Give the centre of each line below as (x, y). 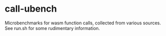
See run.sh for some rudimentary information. (52, 28)
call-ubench (31, 9)
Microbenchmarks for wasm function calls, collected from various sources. (83, 23)
